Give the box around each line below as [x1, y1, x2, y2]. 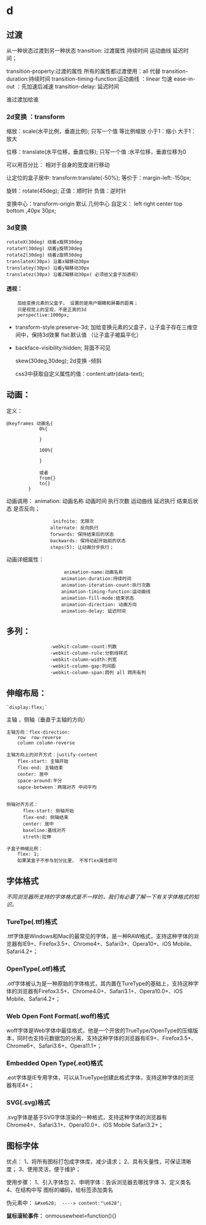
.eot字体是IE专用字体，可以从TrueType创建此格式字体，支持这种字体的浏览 [6, 1074, 194, 1081]
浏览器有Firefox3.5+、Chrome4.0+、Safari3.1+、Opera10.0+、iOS [17, 987, 183, 995]
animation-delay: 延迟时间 [61, 608, 127, 614]
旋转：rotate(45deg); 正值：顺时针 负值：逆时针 [6, 187, 127, 194]
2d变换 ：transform [6, 112, 65, 121]
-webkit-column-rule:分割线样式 [50, 650, 128, 657]
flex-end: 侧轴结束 [22, 814, 69, 821]
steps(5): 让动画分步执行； [50, 544, 114, 550]
